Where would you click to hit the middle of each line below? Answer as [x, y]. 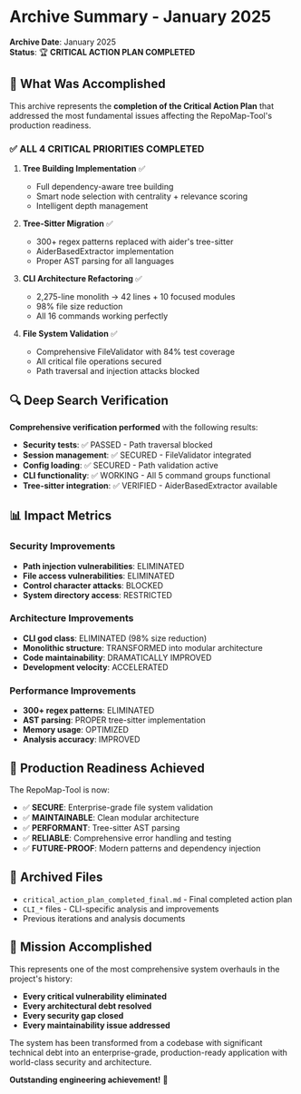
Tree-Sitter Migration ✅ [68, 223]
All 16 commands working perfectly [102, 316]
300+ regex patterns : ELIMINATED [88, 711]
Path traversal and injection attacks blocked [118, 371]
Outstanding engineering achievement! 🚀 [89, 1079]
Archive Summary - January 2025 [141, 17]
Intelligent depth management [92, 206]
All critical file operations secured [98, 361]
